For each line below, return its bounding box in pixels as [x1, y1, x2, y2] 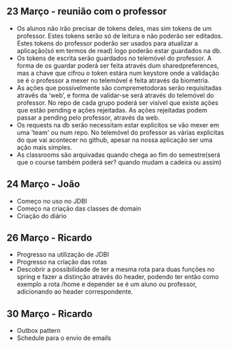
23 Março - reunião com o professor [6, 6, 167, 17]
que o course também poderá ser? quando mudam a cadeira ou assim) [16, 157, 222, 166]
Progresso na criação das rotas [16, 258, 108, 266]
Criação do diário [16, 211, 67, 220]
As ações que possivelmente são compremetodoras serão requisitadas [16, 83, 222, 92]
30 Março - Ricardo [6, 308, 92, 320]
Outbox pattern [16, 327, 61, 335]
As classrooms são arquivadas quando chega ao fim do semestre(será [16, 150, 220, 159]
